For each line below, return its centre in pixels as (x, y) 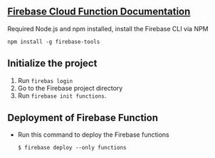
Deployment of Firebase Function (83, 118)
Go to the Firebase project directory (70, 88)
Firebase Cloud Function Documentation (99, 12)
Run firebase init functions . (62, 96)
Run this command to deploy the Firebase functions (93, 135)
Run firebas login (45, 80)
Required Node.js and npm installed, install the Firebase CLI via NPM (108, 28)
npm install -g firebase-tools (54, 42)
